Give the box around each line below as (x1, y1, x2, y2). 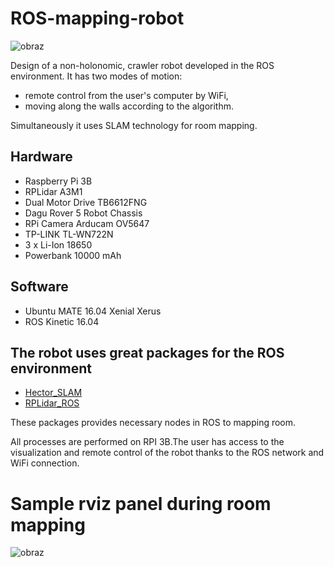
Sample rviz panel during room (10, 492, 272, 515)
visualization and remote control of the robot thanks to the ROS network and (10, 447, 325, 459)
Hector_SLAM (24, 387, 83, 399)
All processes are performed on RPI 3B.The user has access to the (10, 436, 285, 448)
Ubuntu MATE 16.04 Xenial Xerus (24, 305, 162, 317)
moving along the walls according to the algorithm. (24, 100, 235, 112)
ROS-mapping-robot (10, 7, 185, 30)
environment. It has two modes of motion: (10, 70, 183, 82)
